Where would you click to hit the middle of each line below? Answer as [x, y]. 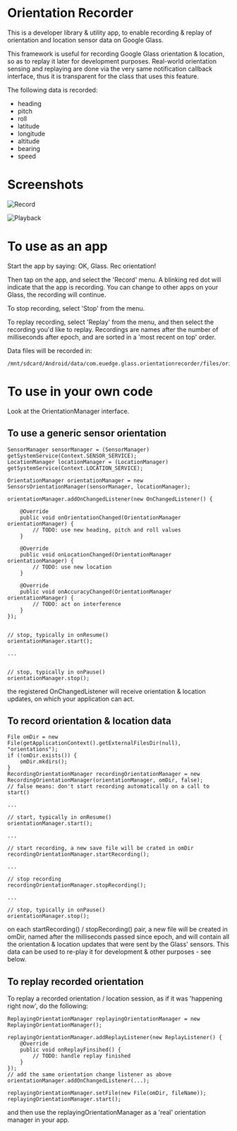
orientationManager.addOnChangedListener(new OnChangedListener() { [110, 499]
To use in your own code [80, 391]
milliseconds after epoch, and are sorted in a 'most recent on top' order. [112, 337]
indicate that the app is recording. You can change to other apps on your [113, 287]
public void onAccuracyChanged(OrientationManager [96, 592]
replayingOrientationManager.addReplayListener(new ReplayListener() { [115, 1038]
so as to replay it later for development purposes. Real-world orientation [112, 61]
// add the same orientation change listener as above [90, 1075]
